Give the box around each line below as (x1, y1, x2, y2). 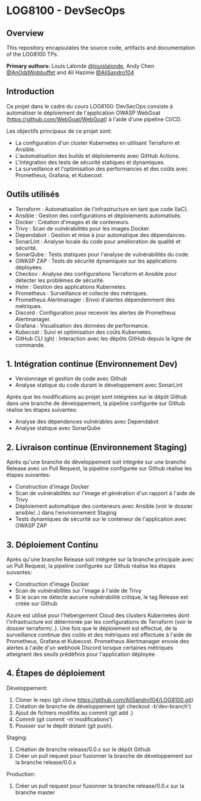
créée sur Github (15, 600, 58, 607)
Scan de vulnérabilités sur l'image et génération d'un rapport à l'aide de (15, 490, 196, 497)
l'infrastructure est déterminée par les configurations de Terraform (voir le (6, 618, 192, 626)
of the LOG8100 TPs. (6, 51, 59, 58)
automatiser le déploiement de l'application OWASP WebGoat (6, 109, 161, 116)
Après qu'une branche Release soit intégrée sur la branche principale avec (6, 556, 194, 563)
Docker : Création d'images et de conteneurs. (15, 218, 130, 225)
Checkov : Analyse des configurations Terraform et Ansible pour (15, 270, 177, 277)
